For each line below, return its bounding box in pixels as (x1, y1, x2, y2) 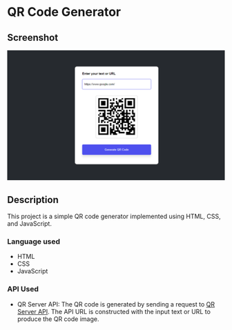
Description (7, 194, 59, 206)
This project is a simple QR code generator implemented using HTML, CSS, (7, 212, 221, 221)
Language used (7, 236, 61, 246)
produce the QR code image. (17, 315, 99, 323)
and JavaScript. (7, 220, 52, 228)
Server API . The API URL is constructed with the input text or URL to (17, 307, 211, 316)
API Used (7, 284, 39, 294)
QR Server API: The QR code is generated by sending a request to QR (17, 300, 215, 308)
